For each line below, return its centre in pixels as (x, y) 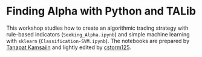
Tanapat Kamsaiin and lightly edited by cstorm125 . (69, 47)
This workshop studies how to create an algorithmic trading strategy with (97, 28)
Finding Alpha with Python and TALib (101, 11)
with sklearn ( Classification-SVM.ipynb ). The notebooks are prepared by (98, 41)
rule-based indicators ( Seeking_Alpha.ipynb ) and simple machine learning (98, 34)
